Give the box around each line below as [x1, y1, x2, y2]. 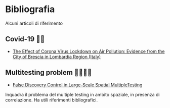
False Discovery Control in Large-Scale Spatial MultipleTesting [12, 82, 143, 88]
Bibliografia [5, 4, 55, 15]
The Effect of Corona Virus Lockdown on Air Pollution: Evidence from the [12, 48, 165, 54]
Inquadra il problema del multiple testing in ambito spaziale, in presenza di [5, 91, 160, 97]
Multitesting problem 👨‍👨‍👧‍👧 [5, 68, 92, 77]
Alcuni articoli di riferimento [5, 20, 63, 26]
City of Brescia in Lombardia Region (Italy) [12, 53, 101, 60]
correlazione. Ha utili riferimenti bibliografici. [5, 97, 98, 103]
